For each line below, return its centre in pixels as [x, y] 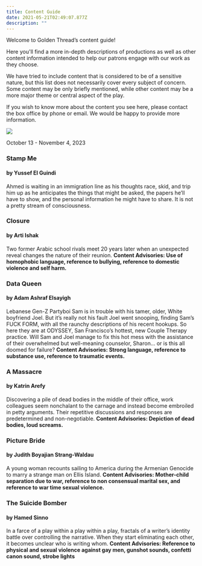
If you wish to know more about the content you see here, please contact [97, 107]
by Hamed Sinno [27, 517]
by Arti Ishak [23, 235]
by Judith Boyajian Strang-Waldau [50, 455]
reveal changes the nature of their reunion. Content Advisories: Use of [94, 255]
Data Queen [24, 284]
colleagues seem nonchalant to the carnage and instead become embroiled [100, 406]
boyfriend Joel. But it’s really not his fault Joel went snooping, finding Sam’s [100, 317]
